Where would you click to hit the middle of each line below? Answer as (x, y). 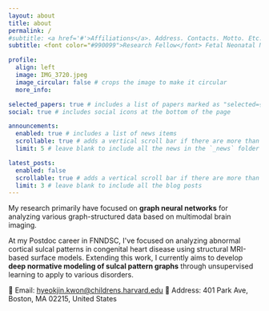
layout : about (32, 16)
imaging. (23, 225)
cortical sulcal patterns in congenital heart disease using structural (118, 249)
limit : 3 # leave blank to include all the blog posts (109, 185)
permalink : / (30, 30)
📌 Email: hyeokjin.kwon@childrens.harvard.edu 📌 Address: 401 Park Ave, (128, 290)
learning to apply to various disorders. (71, 275)
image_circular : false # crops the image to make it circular (121, 82)
